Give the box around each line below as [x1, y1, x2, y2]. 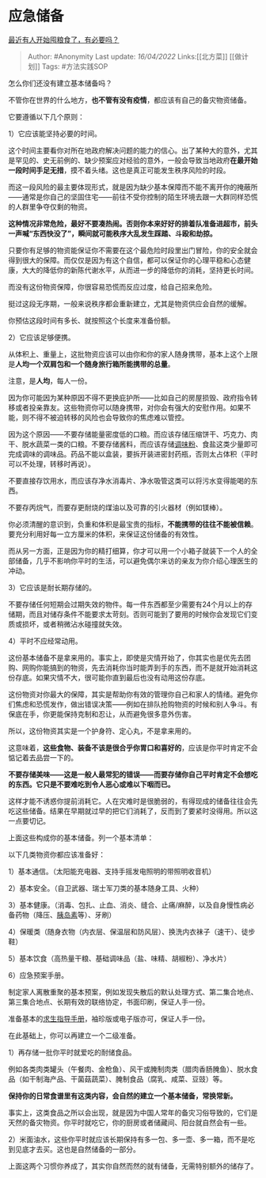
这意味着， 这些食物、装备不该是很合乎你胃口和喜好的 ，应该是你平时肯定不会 [8, 743, 258, 752]
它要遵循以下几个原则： [8, 112, 85, 121]
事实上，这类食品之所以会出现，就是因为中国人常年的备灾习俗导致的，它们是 [8, 1108, 258, 1117]
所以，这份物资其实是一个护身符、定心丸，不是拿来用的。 [8, 725, 196, 736]
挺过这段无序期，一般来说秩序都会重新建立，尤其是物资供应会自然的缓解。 [8, 298, 251, 309]
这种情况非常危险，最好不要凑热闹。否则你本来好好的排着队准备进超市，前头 [8, 218, 258, 228]
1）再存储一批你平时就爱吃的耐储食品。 [8, 1047, 136, 1057]
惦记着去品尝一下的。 [8, 752, 78, 762]
